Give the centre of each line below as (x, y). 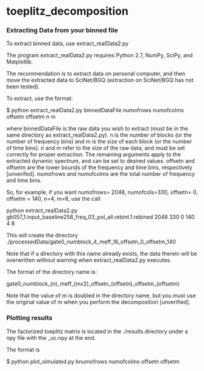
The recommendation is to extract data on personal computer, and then (96, 74)
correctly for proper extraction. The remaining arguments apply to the (94, 154)
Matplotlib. (20, 62)
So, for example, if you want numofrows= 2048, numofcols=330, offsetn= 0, (102, 192)
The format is (23, 350)
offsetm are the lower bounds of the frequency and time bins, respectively (100, 167)
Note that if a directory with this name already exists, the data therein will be (102, 254)
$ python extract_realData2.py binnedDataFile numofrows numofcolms (95, 110)
